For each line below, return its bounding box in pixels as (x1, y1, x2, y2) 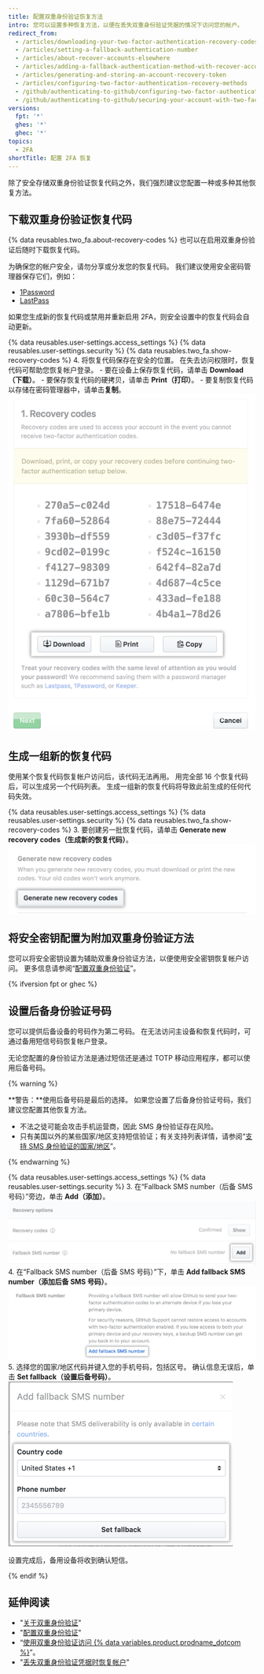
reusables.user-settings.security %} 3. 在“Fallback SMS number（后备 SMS (8, 1182, 253, 1191)
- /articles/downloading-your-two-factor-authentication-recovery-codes (15, 38, 258, 46)
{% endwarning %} (8, 1158, 71, 1167)
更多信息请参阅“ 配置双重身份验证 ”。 (23, 964, 141, 973)
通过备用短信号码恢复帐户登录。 (8, 1037, 112, 1046)
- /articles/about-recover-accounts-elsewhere (15, 54, 170, 62)
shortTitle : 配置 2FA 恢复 (8, 154, 92, 162)
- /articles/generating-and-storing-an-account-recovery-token (15, 71, 226, 79)
